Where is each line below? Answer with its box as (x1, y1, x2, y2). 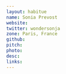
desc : (6, 53, 20, 59)
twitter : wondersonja (6, 25, 61, 32)
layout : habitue (6, 8, 47, 15)
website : (6, 20, 28, 26)
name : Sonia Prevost (6, 14, 58, 20)
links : (6, 58, 23, 64)
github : (6, 36, 26, 42)
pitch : (6, 42, 23, 48)
